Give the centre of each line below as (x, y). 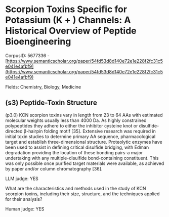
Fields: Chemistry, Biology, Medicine (43, 86)
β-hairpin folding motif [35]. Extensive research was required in (90, 131)
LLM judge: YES (22, 179)
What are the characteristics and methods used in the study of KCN (76, 188)
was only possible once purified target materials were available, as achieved (85, 163)
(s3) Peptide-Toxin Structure (51, 103)
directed (14, 131)
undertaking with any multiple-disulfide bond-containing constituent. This (82, 158)
